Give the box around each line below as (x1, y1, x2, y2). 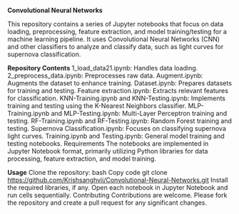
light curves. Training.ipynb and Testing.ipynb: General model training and (7, 132, 225, 140)
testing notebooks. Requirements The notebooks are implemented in (7, 139, 209, 148)
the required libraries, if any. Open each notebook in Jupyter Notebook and (7, 183, 228, 191)
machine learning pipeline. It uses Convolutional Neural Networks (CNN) (7, 35, 220, 43)
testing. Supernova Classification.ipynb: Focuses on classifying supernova (7, 124, 226, 132)
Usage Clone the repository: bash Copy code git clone (7, 168, 168, 176)
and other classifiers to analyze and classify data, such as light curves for (7, 43, 224, 50)
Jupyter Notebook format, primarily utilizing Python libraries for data (7, 147, 208, 155)
